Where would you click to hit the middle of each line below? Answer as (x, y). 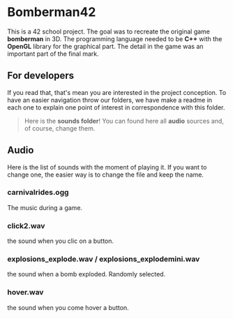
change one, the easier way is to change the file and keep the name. (106, 175)
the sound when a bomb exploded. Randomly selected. (87, 274)
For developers (41, 76)
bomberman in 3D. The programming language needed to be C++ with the (115, 38)
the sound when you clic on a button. (60, 241)
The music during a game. (45, 207)
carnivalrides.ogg (38, 193)
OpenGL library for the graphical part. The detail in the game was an (105, 46)
